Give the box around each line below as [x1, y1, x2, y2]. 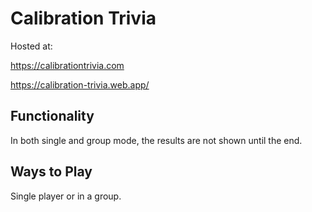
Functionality [10, 108, 95, 125]
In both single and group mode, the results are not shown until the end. [10, 134, 303, 146]
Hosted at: [10, 40, 53, 52]
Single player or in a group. [10, 190, 122, 202]
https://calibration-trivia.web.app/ [10, 78, 150, 91]
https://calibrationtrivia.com [10, 59, 125, 71]
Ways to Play [10, 163, 93, 181]
